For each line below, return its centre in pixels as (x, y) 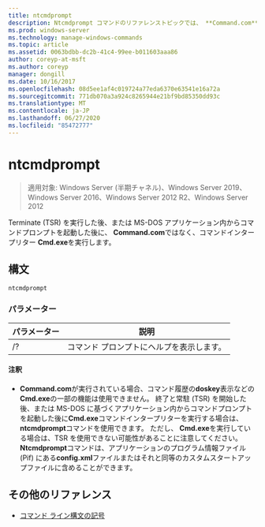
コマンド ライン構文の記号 (62, 515)
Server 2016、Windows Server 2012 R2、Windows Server (154, 197)
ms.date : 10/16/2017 (42, 81)
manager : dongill (37, 74)
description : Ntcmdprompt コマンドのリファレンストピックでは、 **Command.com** (133, 23)
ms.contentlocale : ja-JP (49, 111)
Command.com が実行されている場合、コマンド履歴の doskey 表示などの (137, 389)
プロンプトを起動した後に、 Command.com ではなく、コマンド (124, 232)
